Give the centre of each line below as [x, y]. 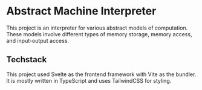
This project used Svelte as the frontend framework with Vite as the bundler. [101, 74]
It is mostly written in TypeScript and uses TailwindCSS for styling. [89, 80]
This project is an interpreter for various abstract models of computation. [97, 28]
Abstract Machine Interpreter [81, 11]
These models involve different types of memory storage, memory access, [99, 34]
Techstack [27, 59]
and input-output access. [38, 40]
